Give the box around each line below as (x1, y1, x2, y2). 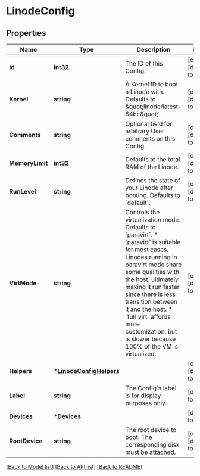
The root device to (125, 426, 177, 434)
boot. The (125, 433, 153, 441)
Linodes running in (125, 253, 177, 261)
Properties (6, 28, 46, 38)
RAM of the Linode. (125, 163, 179, 171)
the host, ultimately (125, 275, 179, 284)
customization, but (125, 328, 177, 335)
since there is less (125, 290, 176, 298)
